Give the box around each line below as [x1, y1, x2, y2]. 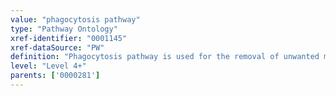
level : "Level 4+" [10, 61, 87, 71]
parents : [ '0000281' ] [10, 71, 101, 81]
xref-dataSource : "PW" [10, 42, 105, 53]
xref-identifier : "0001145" [10, 33, 128, 43]
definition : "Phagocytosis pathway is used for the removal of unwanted [10, 52, 320, 62]
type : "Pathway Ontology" [10, 24, 118, 34]
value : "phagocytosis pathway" [10, 14, 141, 25]
